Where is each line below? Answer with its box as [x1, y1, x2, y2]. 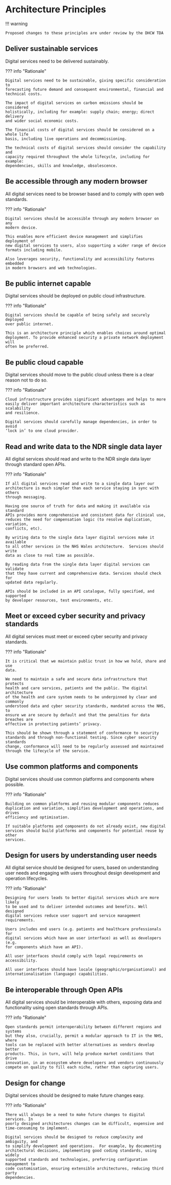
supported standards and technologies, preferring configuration [5, 1157, 147, 1162]
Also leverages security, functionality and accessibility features [5, 256, 155, 262]
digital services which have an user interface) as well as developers [5, 936, 161, 941]
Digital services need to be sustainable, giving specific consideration [5, 78, 166, 83]
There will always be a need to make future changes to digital [5, 1112, 145, 1117]
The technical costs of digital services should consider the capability [5, 145, 166, 150]
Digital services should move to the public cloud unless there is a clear [5, 372, 155, 378]
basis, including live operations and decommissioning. [5, 136, 127, 142]
